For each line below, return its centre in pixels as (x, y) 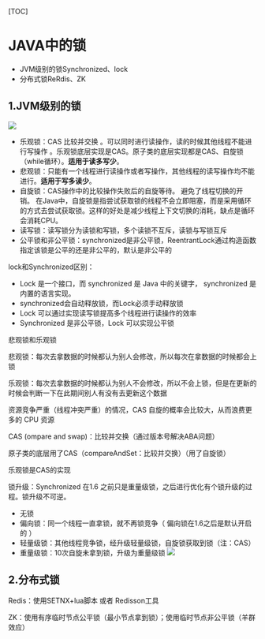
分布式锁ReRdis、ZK (53, 79)
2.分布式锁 (34, 580)
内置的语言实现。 (47, 293)
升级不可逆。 (50, 496)
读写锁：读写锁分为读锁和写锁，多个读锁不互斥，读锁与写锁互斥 (123, 230)
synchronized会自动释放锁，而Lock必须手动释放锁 (101, 303)
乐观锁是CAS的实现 (39, 469)
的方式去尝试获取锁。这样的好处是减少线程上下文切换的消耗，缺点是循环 (137, 210)
